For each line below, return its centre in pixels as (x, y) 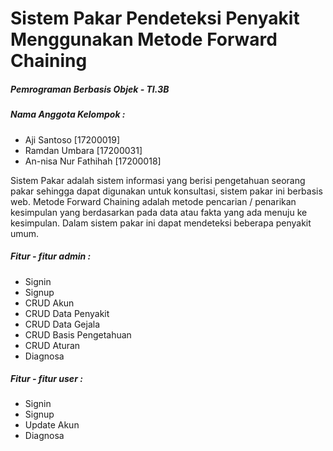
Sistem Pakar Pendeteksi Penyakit (155, 18)
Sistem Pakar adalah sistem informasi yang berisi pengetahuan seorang (158, 180)
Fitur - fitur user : (46, 379)
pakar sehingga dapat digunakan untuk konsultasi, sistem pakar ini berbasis (166, 191)
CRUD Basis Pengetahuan (78, 334)
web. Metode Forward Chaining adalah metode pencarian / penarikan (153, 201)
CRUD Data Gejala (62, 324)
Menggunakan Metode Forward (144, 39)
